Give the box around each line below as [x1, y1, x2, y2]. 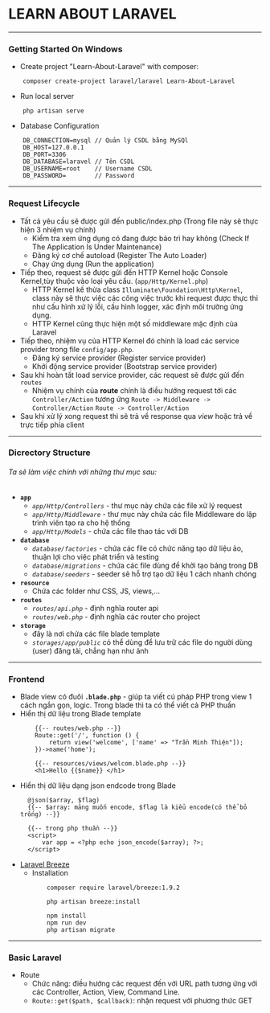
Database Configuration [19, 121, 100, 131]
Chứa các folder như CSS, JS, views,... [31, 586, 161, 596]
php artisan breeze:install [47, 897, 141, 905]
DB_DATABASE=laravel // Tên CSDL [22, 158, 135, 166]
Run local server [19, 92, 75, 101]
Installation [31, 867, 68, 877]
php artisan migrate [47, 925, 116, 933]
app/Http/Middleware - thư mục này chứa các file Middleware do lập [31, 509, 257, 519]
